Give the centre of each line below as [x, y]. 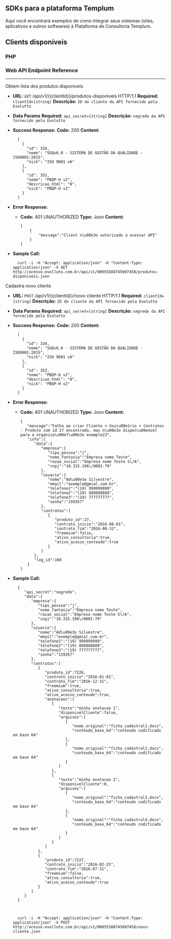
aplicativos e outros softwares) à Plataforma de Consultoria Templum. [78, 26]
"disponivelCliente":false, [88, 713]
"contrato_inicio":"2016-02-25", [80, 864]
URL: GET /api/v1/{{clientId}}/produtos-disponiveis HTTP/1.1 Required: [85, 96]
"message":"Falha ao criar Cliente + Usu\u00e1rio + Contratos [96, 426]
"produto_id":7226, [65, 673]
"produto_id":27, [73, 520]
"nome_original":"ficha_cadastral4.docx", [118, 820]
